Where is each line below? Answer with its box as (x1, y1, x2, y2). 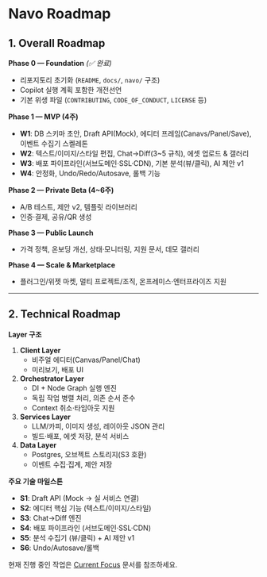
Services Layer (19, 412, 72, 421)
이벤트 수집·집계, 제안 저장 (31, 460, 113, 469)
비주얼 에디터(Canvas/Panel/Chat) (31, 355, 141, 364)
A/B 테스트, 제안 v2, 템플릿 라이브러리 (19, 202, 137, 211)
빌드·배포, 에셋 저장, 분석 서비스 (31, 431, 130, 440)
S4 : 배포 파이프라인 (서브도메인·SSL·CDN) (19, 523, 152, 533)
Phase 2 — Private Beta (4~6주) (8, 186, 114, 194)
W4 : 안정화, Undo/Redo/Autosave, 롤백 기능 (19, 168, 161, 178)
